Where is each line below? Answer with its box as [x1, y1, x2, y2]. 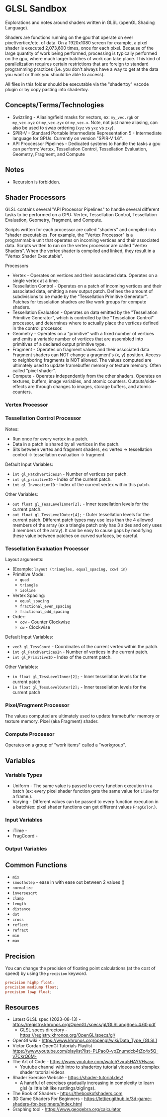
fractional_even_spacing [19, 604, 72, 609]
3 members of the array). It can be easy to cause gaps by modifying [12, 527, 152, 533]
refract [12, 928, 28, 933]
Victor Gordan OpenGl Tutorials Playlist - [12, 1043, 96, 1049]
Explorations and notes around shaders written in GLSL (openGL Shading [5, 19, 155, 25]
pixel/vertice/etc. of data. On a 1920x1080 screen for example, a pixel [5, 39, 148, 45]
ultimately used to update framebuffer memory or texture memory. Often [12, 362, 162, 369]
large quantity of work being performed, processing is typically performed [5, 50, 158, 56]
